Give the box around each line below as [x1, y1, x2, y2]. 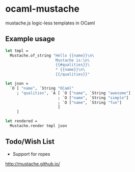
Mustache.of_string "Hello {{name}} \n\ [10, 53, 95, 58]
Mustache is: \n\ [55, 58, 90, 63]
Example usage [5, 35, 55, 43]
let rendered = [5, 119, 38, 124]
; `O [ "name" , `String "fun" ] [58, 100, 122, 105]
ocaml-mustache [5, 3, 80, 15]
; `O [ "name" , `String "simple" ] [58, 95, 129, 100]
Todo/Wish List [5, 137, 55, 146]
